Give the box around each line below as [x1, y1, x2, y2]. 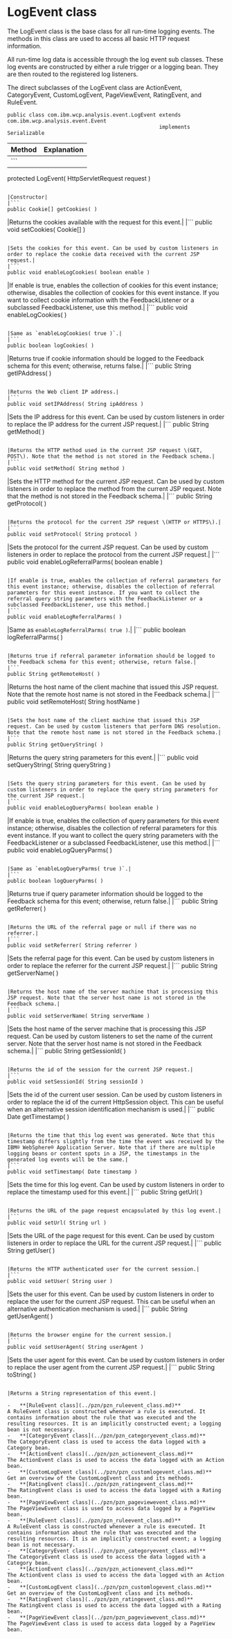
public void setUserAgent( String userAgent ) [7, 1343, 144, 1350]
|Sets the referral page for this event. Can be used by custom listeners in [7, 953, 215, 962]
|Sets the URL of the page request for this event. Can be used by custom [7, 1231, 215, 1239]
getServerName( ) [7, 969, 59, 977]
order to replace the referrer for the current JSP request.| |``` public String [7, 961, 218, 969]
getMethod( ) [7, 427, 45, 436]
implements [159, 123, 190, 130]
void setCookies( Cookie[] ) [7, 225, 86, 233]
